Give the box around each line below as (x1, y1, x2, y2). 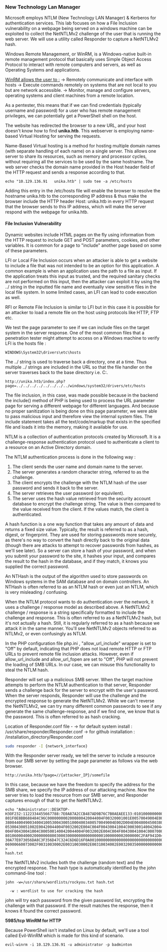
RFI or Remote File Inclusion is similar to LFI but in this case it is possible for (5, 304, 160, 310)
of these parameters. (5, 247, 48, 253)
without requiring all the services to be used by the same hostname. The (5, 159, 154, 165)
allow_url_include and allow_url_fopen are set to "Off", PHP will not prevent (5, 656, 158, 662)
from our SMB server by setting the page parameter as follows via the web (5, 758, 158, 764)
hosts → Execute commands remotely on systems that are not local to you (5, 82, 157, 88)
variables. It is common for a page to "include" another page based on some (5, 242, 162, 248)
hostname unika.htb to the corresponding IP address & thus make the (5, 193, 147, 199)
